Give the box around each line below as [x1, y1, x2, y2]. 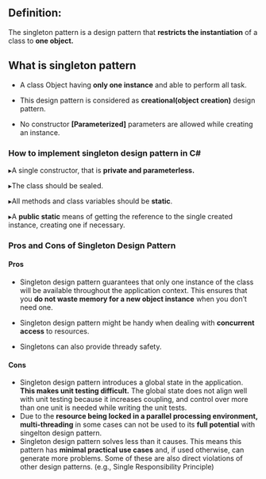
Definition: [8, 6, 62, 20]
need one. [19, 303, 53, 312]
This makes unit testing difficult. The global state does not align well [19, 386, 248, 396]
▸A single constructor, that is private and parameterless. [8, 165, 195, 175]
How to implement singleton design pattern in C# [8, 147, 201, 158]
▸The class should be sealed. [8, 180, 104, 190]
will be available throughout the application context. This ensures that [19, 286, 248, 296]
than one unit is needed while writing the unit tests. [19, 403, 187, 412]
